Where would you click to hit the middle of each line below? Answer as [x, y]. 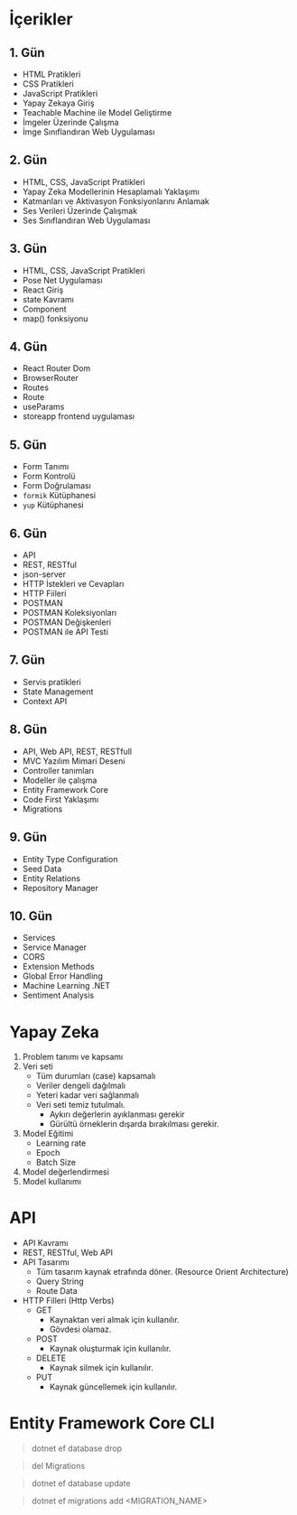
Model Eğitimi [48, 1134]
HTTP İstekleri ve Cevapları [73, 584]
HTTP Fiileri [44, 594]
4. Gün [28, 347]
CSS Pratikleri [48, 84]
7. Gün [27, 660]
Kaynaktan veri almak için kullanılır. [114, 1320]
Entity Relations [51, 878]
